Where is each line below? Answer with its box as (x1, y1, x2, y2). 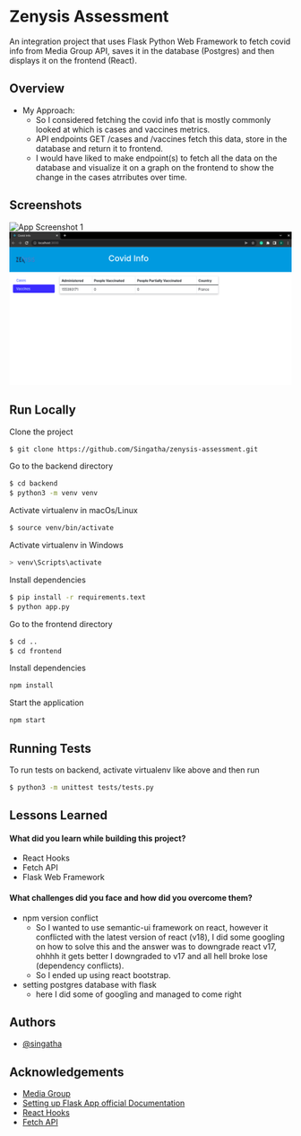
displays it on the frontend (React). (9, 55, 137, 66)
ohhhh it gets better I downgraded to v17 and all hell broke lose (35, 950, 269, 961)
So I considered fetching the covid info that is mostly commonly (35, 114, 271, 125)
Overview (9, 81, 65, 96)
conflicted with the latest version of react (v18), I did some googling (35, 931, 285, 942)
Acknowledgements (9, 1064, 125, 1079)
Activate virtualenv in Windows (9, 540, 124, 551)
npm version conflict (21, 913, 99, 923)
